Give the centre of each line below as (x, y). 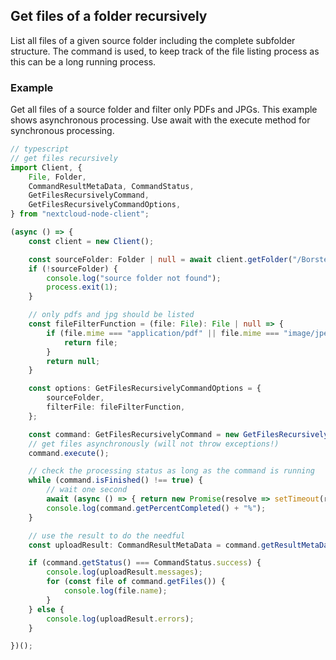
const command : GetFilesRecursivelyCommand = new (134, 434)
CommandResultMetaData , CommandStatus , (111, 186)
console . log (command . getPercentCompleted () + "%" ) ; (156, 508)
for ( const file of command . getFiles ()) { (136, 582)
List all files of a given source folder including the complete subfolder (153, 40)
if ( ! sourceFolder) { (73, 269)
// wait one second (87, 490)
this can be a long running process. (83, 61)
